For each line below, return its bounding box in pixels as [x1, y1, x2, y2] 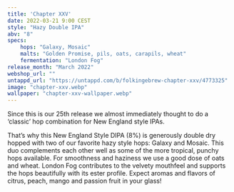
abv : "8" [7, 30, 34, 38]
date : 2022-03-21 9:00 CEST [7, 17, 91, 24]
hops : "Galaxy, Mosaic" [20, 44, 91, 51]
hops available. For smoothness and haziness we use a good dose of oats [7, 154, 225, 163]
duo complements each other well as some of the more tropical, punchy [7, 146, 219, 155]
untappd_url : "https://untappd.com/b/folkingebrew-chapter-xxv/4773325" [7, 76, 228, 84]
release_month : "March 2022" [7, 64, 94, 71]
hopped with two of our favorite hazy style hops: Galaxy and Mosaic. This [7, 138, 225, 147]
